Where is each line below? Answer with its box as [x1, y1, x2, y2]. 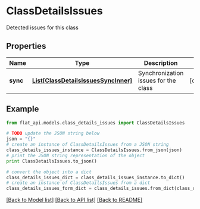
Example [6, 104, 39, 114]
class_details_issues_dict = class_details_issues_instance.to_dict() [6, 174, 185, 180]
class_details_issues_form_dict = [6, 186, 92, 192]
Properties [6, 41, 46, 51]
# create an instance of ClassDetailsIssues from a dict [6, 180, 151, 186]
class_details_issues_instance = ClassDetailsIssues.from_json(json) [6, 147, 183, 153]
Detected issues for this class [6, 24, 79, 31]
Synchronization [137, 68, 184, 77]
